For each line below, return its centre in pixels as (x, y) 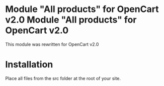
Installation (29, 65)
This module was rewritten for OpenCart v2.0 (52, 44)
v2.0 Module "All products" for (71, 20)
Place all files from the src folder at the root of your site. (63, 78)
